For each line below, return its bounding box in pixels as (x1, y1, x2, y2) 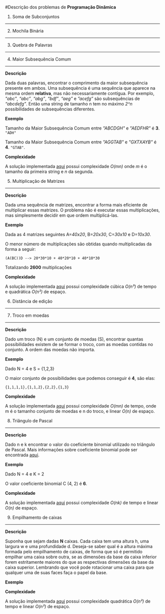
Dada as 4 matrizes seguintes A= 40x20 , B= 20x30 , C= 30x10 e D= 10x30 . (5, 232, 151, 237)
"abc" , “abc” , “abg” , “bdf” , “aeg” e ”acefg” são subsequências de (5, 96, 140, 102)
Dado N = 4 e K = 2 (5, 471, 44, 477)
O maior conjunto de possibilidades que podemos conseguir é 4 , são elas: (5, 375, 156, 381)
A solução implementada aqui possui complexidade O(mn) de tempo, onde (5, 403, 157, 409)
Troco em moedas (12, 312, 49, 318)
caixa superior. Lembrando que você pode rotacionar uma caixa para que (5, 564, 154, 570)
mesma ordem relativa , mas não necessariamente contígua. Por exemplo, (5, 91, 155, 96)
